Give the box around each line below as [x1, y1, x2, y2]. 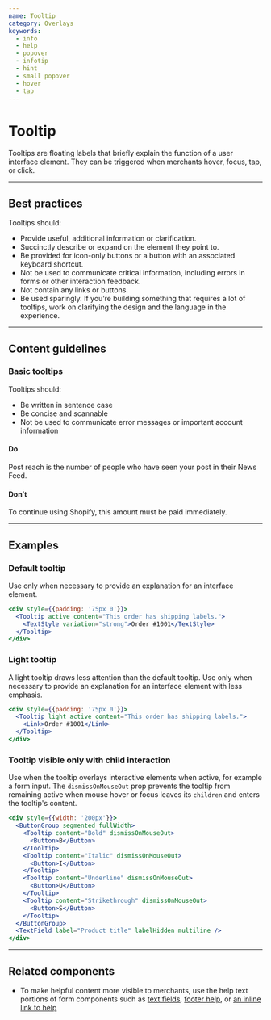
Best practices [8, 196, 83, 210]
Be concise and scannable [19, 409, 109, 418]
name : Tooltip [8, 11, 56, 20]
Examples [8, 538, 59, 552]
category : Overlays [8, 19, 74, 27]
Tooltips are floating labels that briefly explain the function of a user [8, 149, 234, 158]
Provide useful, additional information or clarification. [19, 233, 197, 243]
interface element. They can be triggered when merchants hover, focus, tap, [8, 157, 262, 166]
